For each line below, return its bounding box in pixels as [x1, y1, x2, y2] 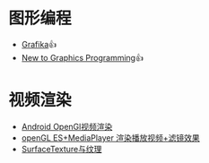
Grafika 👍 [21, 39, 57, 49]
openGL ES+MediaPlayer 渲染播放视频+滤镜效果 [21, 132, 201, 143]
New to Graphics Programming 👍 [21, 52, 144, 63]
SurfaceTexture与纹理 [21, 143, 102, 154]
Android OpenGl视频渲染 [21, 121, 113, 132]
